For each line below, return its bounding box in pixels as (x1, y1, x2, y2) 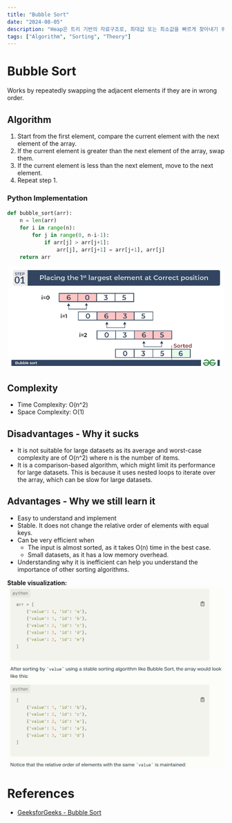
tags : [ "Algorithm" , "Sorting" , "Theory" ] (7, 33, 131, 40)
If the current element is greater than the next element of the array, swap (17, 147, 225, 155)
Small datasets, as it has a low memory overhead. (27, 550, 169, 559)
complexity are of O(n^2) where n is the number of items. (17, 453, 180, 462)
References (7, 786, 75, 801)
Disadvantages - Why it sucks (7, 428, 139, 440)
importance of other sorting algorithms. (17, 565, 130, 573)
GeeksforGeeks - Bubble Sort (17, 809, 101, 817)
